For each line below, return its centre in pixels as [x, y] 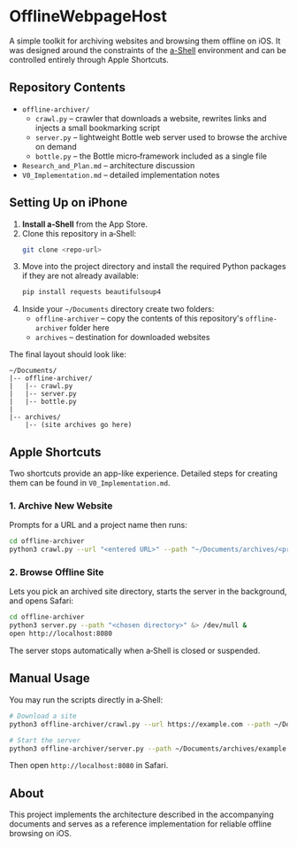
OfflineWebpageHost [88, 16]
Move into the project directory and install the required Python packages [154, 267]
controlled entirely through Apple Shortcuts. [89, 59]
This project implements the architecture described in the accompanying [141, 815]
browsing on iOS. [41, 834]
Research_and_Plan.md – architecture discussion [108, 165]
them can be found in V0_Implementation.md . [90, 483]
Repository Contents [68, 87]
